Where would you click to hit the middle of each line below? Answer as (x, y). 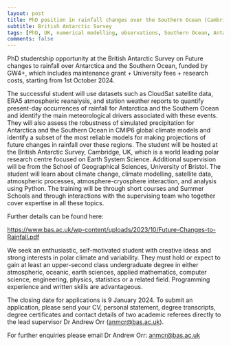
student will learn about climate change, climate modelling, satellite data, (110, 174)
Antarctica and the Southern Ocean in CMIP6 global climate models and (109, 130)
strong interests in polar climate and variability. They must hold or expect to (114, 257)
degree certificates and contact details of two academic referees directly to (114, 315)
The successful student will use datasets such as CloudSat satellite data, (110, 94)
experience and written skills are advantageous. (75, 287)
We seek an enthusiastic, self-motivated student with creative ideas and (109, 251)
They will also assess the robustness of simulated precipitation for (101, 123)
